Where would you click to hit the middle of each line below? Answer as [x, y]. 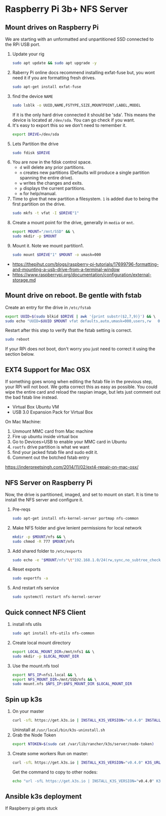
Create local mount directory [41, 643]
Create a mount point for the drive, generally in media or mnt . [73, 223]
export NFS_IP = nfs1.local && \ [44, 675]
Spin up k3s [24, 699]
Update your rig [28, 54]
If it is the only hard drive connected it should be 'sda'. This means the [84, 115]
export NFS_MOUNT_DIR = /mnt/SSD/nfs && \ [54, 679]
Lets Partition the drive [35, 144]
